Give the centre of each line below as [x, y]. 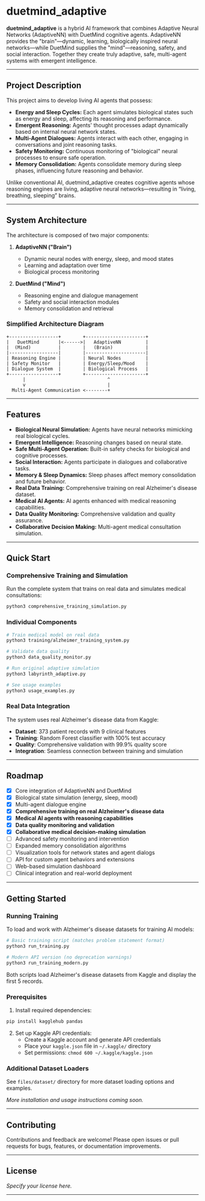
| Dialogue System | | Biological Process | [77, 369]
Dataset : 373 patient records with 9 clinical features [81, 731]
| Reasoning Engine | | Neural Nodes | [77, 358]
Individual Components [42, 622]
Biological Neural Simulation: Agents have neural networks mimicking [104, 429]
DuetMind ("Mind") [40, 283]
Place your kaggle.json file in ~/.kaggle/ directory [88, 1046]
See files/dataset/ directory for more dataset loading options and [91, 1082]
